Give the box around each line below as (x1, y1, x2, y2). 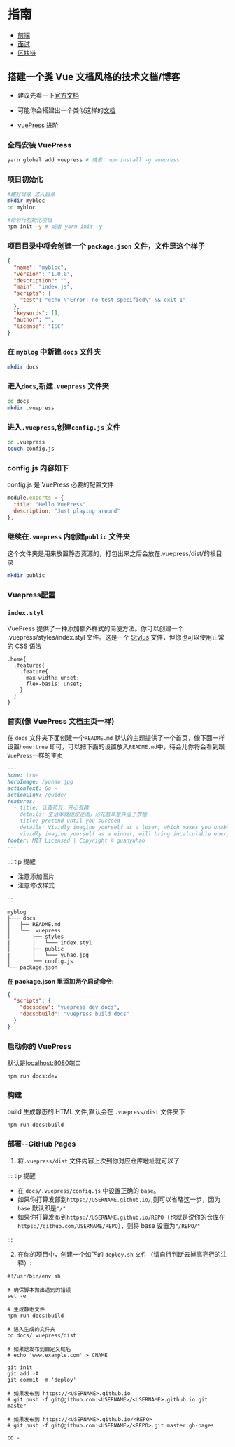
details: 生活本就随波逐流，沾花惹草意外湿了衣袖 (20, 811, 147, 818)
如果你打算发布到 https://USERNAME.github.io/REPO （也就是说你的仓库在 (17, 1213, 225, 1221)
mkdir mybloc (7, 197, 45, 204)
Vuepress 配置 (7, 590, 56, 600)
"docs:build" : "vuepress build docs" (20, 1010, 130, 1018)
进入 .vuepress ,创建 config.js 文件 (7, 422, 121, 432)
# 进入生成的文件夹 (7, 1326, 56, 1333)
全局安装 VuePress (7, 140, 72, 150)
